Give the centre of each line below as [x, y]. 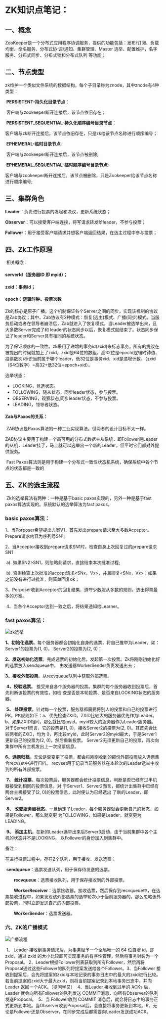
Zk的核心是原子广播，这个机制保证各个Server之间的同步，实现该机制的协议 [82, 311]
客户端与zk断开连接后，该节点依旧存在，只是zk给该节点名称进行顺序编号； [81, 133]
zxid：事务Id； [20, 287]
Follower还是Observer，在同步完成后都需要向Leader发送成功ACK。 [82, 1012]
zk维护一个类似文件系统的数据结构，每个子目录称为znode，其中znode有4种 [82, 85]
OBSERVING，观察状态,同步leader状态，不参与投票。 [66, 398]
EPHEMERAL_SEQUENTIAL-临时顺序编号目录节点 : [58, 165]
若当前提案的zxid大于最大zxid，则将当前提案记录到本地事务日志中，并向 [79, 980]
